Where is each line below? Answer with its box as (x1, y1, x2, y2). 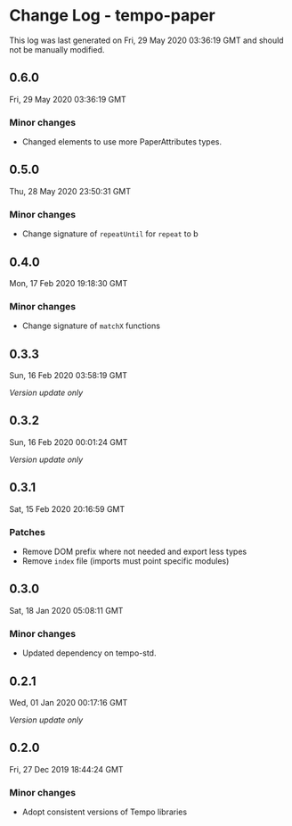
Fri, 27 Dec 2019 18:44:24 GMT (9, 764, 124, 774)
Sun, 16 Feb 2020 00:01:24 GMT (9, 436, 128, 447)
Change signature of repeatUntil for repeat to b (21, 228, 199, 239)
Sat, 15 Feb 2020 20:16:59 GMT (9, 503, 126, 514)
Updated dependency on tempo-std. (21, 648, 157, 658)
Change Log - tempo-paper (9, 5, 215, 26)
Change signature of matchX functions (21, 320, 160, 331)
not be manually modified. (9, 44, 105, 54)
